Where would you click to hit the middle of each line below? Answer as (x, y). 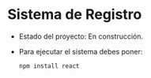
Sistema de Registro (75, 15)
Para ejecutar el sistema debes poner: (81, 51)
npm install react (49, 66)
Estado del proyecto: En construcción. (81, 36)
